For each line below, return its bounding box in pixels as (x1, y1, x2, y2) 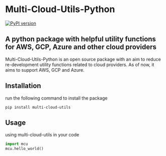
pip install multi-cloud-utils (5, 105, 71, 110)
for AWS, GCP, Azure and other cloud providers (5, 43, 157, 51)
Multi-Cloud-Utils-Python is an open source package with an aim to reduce (5, 56, 161, 62)
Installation (5, 82, 41, 90)
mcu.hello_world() (5, 146, 44, 151)
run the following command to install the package (5, 95, 108, 101)
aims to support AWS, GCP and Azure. (5, 67, 85, 73)
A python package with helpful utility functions (5, 35, 156, 43)
